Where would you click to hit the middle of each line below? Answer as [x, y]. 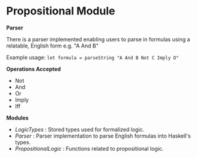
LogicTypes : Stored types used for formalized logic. [80, 129]
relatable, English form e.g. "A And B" [53, 46]
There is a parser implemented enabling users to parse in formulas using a [98, 39]
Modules [17, 118]
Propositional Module [61, 11]
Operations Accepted [34, 69]
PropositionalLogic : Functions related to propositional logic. [89, 148]
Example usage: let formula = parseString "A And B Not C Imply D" [92, 57]
